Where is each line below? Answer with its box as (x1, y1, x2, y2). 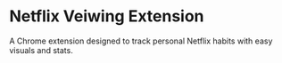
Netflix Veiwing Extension (9, 6, 204, 27)
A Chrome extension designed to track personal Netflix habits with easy (9, 35, 273, 46)
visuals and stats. (9, 44, 73, 55)
